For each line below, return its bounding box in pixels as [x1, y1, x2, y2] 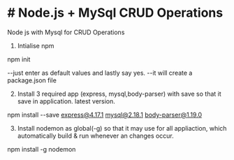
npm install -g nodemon [7, 145, 76, 153]
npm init [7, 54, 31, 64]
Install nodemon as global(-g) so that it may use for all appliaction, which [17, 124, 227, 132]
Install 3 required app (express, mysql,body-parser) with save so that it [17, 89, 221, 98]
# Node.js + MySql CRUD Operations [7, 5, 224, 21]
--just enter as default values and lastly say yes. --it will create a [7, 68, 193, 77]
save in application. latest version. [17, 96, 115, 106]
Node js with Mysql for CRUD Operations [7, 28, 125, 36]
